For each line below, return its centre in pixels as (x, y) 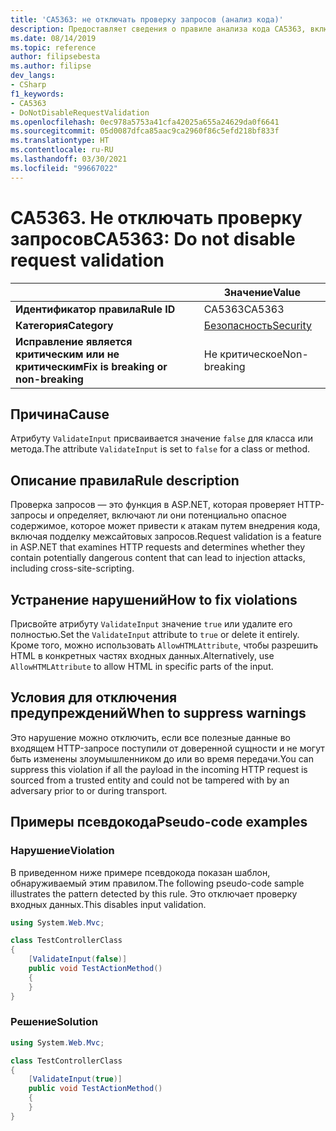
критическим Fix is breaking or (91, 366)
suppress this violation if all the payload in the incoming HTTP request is (159, 769)
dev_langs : (33, 76)
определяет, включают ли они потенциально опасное (171, 515)
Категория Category (64, 325)
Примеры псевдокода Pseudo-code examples (159, 822)
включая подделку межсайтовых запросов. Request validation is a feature (166, 537)
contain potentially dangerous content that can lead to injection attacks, (158, 558)
